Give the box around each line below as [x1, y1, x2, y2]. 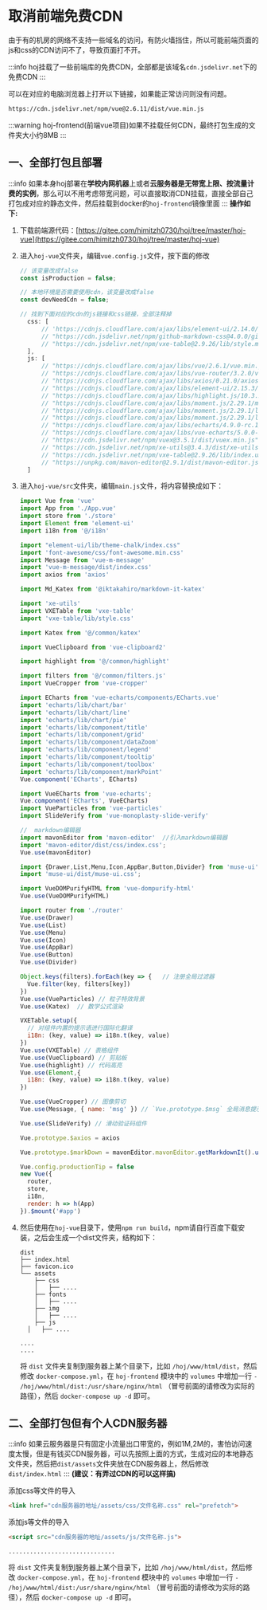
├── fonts [34, 1290, 67, 1298]
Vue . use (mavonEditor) [19, 848, 92, 857]
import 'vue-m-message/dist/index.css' [19, 563, 153, 571]
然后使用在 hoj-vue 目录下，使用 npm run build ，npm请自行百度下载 [19, 1223, 238, 1232]
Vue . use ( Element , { [19, 1069, 81, 1077]
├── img [34, 1304, 60, 1312]
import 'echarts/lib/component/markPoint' [19, 768, 163, 776]
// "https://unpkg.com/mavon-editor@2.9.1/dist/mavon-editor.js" [41, 458, 262, 466]
